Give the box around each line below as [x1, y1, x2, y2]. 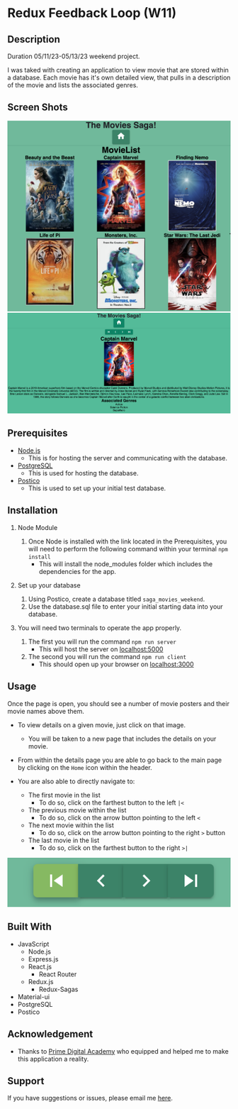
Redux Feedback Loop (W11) [7, 5, 177, 21]
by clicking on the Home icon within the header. [17, 763, 152, 771]
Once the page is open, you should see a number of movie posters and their [7, 699, 230, 707]
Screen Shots [7, 101, 69, 114]
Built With [7, 921, 52, 933]
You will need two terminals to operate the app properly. [17, 623, 182, 632]
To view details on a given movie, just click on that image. [17, 720, 186, 729]
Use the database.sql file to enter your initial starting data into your [28, 602, 223, 611]
